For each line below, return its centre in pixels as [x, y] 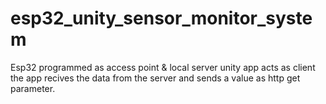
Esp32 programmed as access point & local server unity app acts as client [163, 67]
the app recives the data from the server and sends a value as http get [155, 78]
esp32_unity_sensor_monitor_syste [161, 18]
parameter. [33, 88]
